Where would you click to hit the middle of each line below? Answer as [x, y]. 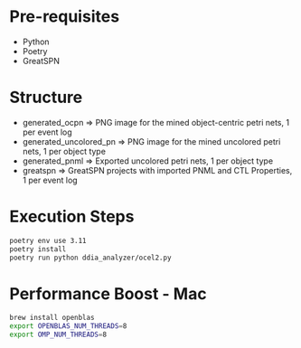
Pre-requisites [65, 17]
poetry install [38, 249]
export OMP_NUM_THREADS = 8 [58, 335]
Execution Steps [72, 216]
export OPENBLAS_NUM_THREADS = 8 [68, 326]
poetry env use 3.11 [48, 240]
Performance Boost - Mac [108, 293]
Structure [46, 98]
